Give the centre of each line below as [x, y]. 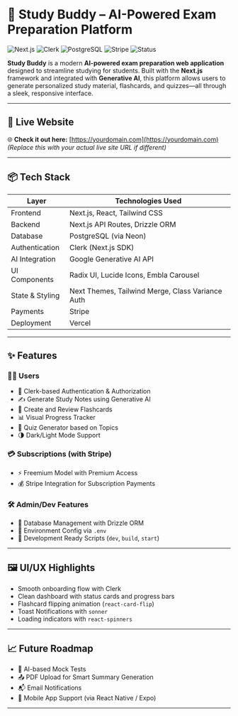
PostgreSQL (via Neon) [108, 236]
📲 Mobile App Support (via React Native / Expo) [87, 698]
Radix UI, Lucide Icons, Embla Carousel [135, 275]
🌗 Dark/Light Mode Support [59, 435]
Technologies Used [148, 200]
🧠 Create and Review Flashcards [65, 409]
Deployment [31, 322]
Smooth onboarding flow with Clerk [69, 588]
